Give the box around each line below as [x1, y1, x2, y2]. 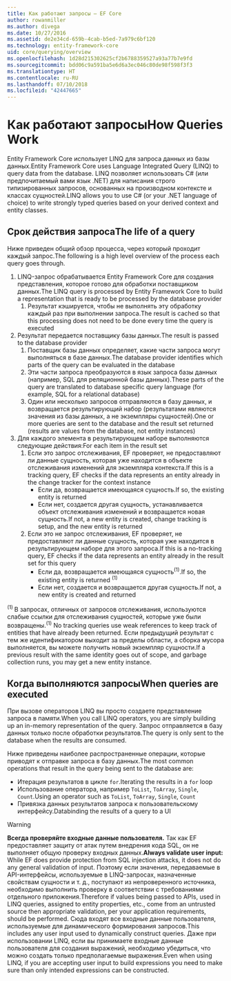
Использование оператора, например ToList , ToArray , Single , [17, 785, 199, 794]
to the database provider [17, 338, 88, 346]
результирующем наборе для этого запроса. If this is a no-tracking [27, 544, 222, 552]
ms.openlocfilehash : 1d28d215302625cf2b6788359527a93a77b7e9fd [7, 55, 193, 62]
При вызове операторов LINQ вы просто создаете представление [7, 707, 202, 716]
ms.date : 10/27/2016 [7, 29, 67, 37]
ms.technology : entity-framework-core [7, 42, 119, 49]
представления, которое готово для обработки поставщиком [17, 279, 199, 288]
